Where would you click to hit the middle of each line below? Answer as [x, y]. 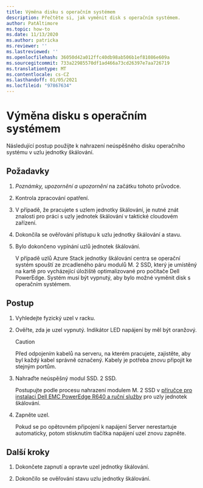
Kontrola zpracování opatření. [52, 198]
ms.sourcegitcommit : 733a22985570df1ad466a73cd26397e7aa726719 [88, 63]
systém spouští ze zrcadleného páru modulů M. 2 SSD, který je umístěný [106, 264]
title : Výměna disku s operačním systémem [61, 12]
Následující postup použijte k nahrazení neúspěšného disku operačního [96, 145]
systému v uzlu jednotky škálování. [50, 152]
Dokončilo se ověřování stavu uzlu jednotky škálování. [83, 479]
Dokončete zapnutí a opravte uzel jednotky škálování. [82, 467]
